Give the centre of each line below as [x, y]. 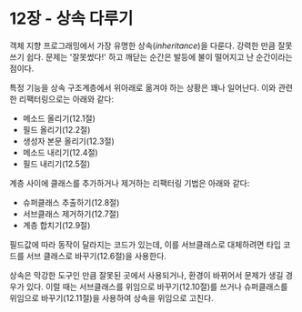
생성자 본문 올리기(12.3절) [69, 141]
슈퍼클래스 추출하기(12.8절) [71, 202]
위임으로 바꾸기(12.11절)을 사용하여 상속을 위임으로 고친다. [111, 297]
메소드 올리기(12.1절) [59, 118]
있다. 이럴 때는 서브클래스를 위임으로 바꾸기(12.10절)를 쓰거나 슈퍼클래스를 [157, 287]
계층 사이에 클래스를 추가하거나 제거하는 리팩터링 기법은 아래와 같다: [130, 183]
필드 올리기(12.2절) [56, 129]
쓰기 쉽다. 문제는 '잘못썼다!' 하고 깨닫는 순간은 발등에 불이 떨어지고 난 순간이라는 [151, 56]
